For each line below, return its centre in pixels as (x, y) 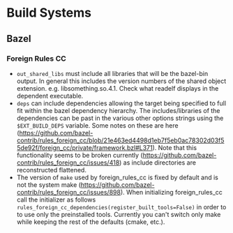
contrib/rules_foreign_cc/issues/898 (69, 192)
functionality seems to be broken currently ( (80, 155)
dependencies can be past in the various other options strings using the (120, 118)
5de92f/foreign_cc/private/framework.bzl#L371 (84, 147)
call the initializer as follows (56, 200)
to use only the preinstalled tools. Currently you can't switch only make (119, 214)
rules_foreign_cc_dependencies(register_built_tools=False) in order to (121, 206)
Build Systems (49, 13)
